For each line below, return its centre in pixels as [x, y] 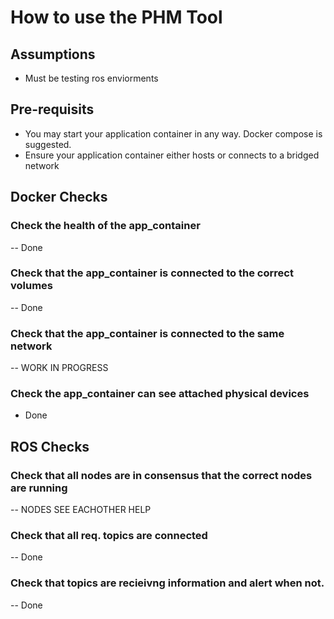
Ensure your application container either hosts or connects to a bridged [172, 155]
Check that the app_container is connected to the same [147, 333]
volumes [32, 286]
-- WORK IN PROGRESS [59, 368]
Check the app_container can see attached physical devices [160, 394]
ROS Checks [50, 446]
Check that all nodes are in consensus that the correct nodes [161, 475]
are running [39, 488]
